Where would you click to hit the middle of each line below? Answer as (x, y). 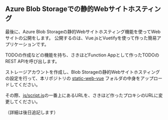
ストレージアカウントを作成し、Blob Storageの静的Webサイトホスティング (82, 72)
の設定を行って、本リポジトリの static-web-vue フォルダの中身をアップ (79, 78)
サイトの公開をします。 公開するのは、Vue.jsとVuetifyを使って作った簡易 (81, 38)
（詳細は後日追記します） (32, 112)
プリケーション (21, 44)
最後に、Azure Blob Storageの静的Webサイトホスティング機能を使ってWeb (83, 31)
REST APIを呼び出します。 (32, 61)
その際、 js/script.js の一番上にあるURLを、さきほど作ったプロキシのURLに (82, 95)
